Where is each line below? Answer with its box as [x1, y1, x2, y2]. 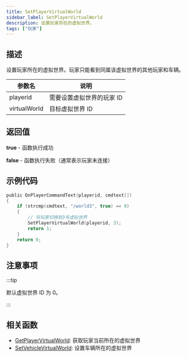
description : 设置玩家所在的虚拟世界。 [6, 20, 94, 26]
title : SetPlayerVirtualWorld [6, 8, 82, 15]
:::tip [6, 277, 17, 284]
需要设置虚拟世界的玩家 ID [49, 93, 123, 102]
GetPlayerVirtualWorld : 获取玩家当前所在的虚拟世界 [14, 337, 141, 344]
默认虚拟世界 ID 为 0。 [6, 289, 62, 297]
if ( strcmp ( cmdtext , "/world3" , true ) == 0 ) [17, 203, 130, 210]
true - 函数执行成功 [6, 144, 54, 151]
